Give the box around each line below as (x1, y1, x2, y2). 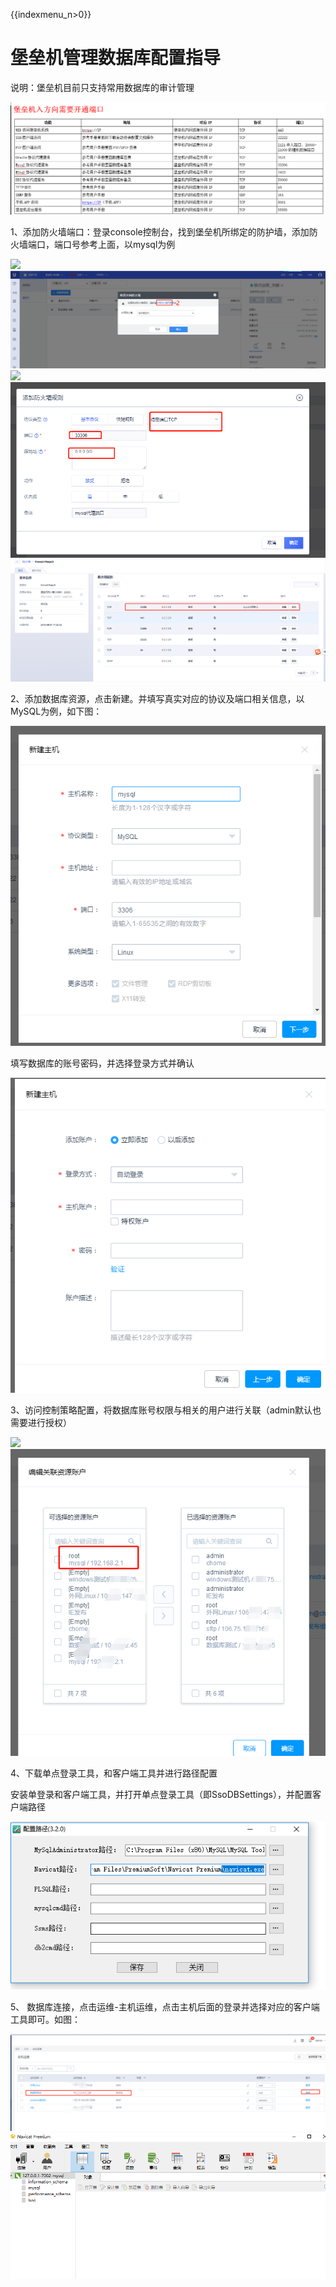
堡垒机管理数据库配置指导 (10, 47, 222, 69)
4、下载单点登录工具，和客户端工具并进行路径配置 (10, 1767, 218, 1779)
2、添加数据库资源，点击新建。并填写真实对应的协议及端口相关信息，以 (10, 693, 305, 705)
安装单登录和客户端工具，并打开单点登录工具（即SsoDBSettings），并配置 (10, 1788, 313, 1800)
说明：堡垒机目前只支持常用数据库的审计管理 (10, 81, 195, 93)
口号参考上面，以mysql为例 (62, 238, 176, 250)
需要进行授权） (10, 1417, 72, 1429)
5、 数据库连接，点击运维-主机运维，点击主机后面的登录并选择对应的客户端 (10, 2001, 320, 2013)
